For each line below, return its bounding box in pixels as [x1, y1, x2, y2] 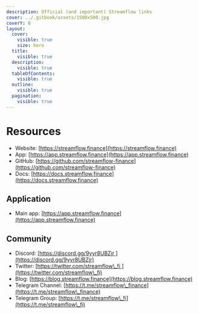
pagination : [11, 93, 42, 99]
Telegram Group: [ [14, 295, 61, 302]
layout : [6, 25, 26, 32]
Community [6, 233, 52, 244]
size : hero [17, 43, 45, 49]
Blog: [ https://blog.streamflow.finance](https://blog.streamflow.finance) [14, 275, 193, 283]
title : [11, 48, 28, 54]
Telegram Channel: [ [14, 281, 66, 289]
